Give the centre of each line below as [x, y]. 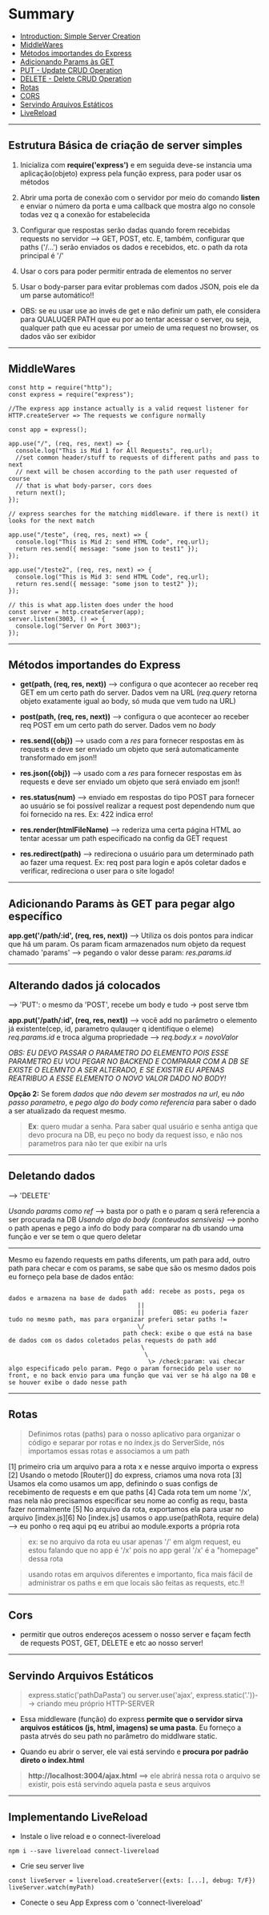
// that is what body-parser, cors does [84, 486]
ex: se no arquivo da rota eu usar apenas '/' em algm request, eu [134, 1541]
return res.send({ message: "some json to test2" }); [107, 584]
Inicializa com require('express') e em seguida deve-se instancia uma [136, 164]
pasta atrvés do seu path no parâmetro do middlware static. [118, 1736]
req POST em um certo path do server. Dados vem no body [118, 725]
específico [35, 916]
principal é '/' [42, 255]
